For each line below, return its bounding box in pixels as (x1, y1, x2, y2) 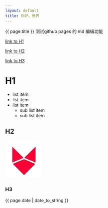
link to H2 (5, 48, 25, 54)
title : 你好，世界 (5, 13, 40, 18)
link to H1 (5, 38, 24, 44)
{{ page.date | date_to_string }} (5, 197, 69, 203)
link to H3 (5, 57, 25, 63)
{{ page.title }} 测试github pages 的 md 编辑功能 (5, 28, 104, 34)
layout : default (5, 8, 39, 13)
